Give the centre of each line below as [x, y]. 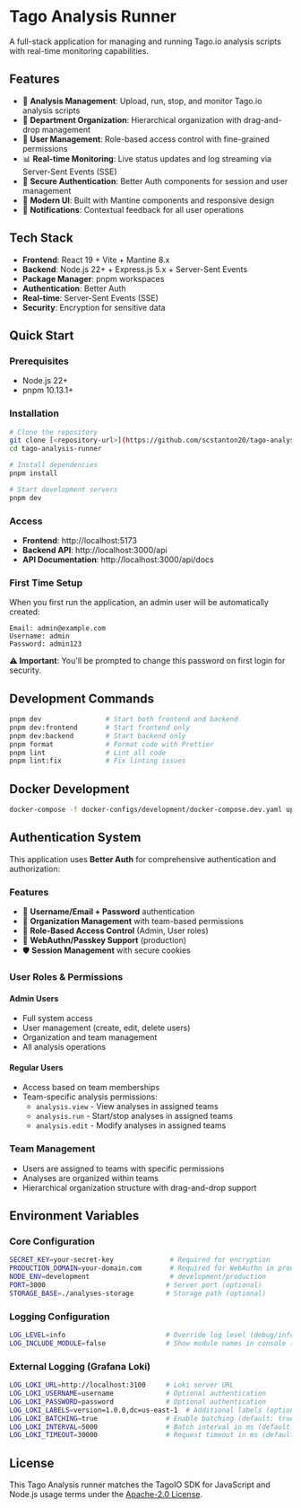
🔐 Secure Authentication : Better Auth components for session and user [155, 181]
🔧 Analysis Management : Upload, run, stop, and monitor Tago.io [142, 101]
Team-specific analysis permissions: [90, 1097]
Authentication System [75, 838]
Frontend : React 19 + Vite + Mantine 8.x [96, 260]
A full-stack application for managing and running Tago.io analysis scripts [146, 41]
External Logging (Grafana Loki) [80, 1366]
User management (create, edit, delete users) [106, 1028]
